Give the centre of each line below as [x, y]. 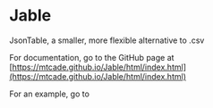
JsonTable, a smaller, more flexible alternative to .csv [107, 40]
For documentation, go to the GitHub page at [92, 57]
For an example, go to [49, 94]
